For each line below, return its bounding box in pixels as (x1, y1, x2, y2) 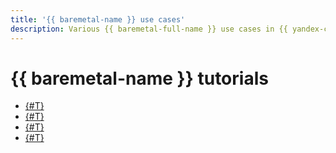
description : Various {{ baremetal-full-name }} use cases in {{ (10, 24, 288, 34)
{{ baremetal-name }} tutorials (10, 67, 269, 90)
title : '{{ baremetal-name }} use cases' (10, 14, 186, 25)
